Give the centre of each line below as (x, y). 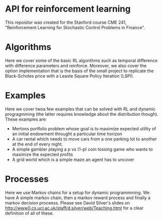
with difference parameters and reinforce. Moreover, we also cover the (76, 65)
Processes (27, 179)
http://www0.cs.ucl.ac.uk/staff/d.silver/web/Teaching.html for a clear (74, 208)
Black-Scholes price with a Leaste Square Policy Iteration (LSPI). (70, 76)
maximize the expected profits (42, 154)
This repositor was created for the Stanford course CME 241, (66, 22)
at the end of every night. (37, 144)
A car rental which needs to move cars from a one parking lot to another (84, 139)
